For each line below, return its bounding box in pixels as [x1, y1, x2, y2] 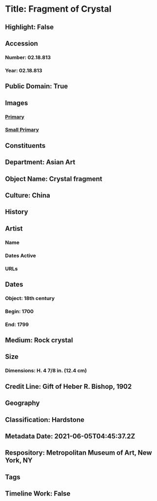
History [5, 208, 28, 216]
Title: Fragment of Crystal [5, 3, 112, 15]
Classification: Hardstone [5, 416, 84, 424]
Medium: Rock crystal [5, 336, 73, 344]
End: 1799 [5, 321, 29, 328]
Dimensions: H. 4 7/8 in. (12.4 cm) [5, 367, 87, 374]
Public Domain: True [5, 82, 68, 91]
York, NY [5, 456, 33, 464]
